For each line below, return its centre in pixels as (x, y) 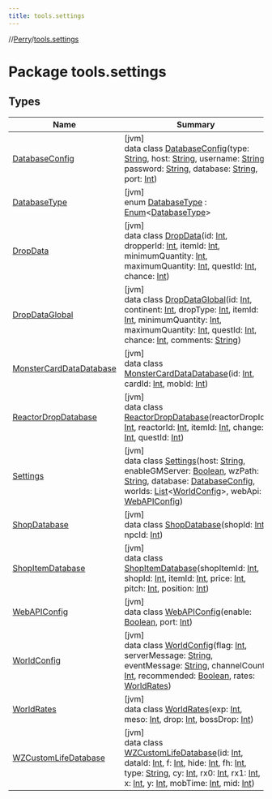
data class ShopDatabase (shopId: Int (194, 524)
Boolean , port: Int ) (158, 621)
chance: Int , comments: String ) (183, 340)
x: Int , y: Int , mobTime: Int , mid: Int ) (189, 783)
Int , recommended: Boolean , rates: (189, 676)
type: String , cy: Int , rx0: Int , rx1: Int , (192, 773)
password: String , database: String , (191, 169)
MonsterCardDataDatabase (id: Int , (189, 373)
